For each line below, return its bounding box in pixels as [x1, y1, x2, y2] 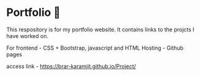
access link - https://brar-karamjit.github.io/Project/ [6, 63, 136, 70]
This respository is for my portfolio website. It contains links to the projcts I [6, 26, 194, 33]
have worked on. [6, 32, 49, 39]
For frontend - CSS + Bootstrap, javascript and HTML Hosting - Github [6, 44, 183, 51]
